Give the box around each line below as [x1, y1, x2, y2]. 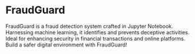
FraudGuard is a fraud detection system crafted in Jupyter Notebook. [5, 23, 173, 30]
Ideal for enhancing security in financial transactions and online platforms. [5, 35, 186, 42]
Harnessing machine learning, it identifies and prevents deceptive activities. [5, 28, 190, 35]
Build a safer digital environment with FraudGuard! [5, 41, 127, 48]
